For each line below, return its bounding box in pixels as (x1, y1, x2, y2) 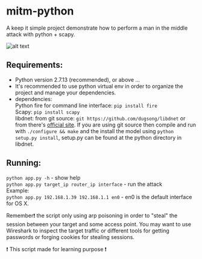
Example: (6, 186, 30, 194)
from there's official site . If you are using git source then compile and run (14, 121, 197, 128)
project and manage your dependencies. (14, 89, 116, 96)
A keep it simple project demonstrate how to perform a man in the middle (6, 24, 188, 31)
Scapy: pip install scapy (14, 108, 80, 116)
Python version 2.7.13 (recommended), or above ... (14, 76, 140, 83)
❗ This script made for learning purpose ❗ (6, 245, 107, 252)
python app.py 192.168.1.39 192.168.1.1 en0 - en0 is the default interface (6, 193, 192, 200)
